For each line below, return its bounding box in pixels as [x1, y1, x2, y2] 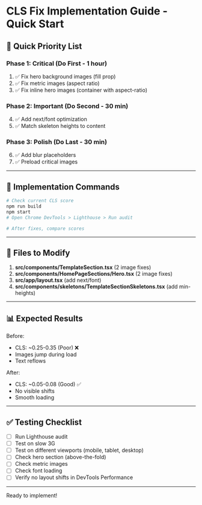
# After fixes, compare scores [6, 225, 85, 232]
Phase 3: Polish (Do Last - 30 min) [6, 138, 107, 146]
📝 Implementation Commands [6, 182, 120, 192]
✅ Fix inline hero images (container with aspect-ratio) [14, 86, 148, 94]
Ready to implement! [6, 492, 58, 499]
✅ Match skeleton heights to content [14, 122, 106, 130]
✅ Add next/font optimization [14, 116, 87, 123]
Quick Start [6, 17, 64, 31]
